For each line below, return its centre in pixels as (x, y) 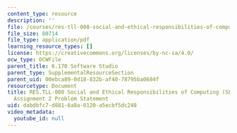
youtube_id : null (39, 118)
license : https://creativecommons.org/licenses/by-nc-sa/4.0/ (101, 53)
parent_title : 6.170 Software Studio (63, 66)
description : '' (31, 20)
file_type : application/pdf (49, 40)
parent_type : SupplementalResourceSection (71, 72)
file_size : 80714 (33, 33)
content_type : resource (42, 14)
